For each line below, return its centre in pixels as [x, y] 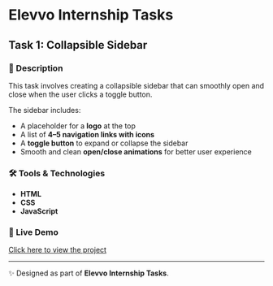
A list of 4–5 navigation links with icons [87, 134]
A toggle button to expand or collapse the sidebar [104, 143]
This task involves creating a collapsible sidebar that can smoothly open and [136, 85]
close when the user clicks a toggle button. [80, 94]
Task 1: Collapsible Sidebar [78, 45]
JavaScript [39, 211]
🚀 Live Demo [33, 232]
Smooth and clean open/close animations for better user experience [136, 151]
